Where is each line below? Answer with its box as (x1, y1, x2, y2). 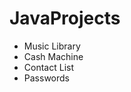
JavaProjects (9, 7, 121, 30)
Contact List (23, 61, 74, 73)
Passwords (23, 72, 70, 84)
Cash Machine (23, 50, 84, 62)
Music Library (23, 40, 81, 52)
